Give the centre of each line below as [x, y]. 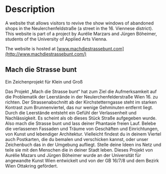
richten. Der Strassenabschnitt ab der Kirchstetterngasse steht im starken [81, 102]
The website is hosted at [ [32, 48]
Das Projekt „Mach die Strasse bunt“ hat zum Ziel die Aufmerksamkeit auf [81, 91]
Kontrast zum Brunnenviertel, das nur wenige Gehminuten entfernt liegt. [79, 107]
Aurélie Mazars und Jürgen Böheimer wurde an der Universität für [73, 155]
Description [30, 9]
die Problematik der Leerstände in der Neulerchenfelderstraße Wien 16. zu [82, 96]
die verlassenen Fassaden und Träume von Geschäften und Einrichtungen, [82, 128]
